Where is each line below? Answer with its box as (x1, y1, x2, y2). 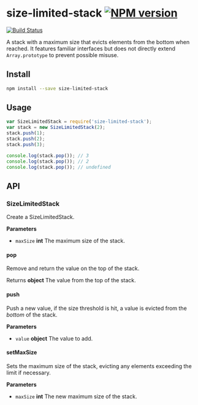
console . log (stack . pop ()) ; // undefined (6, 164, 112, 170)
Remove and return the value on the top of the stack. (6, 264, 140, 272)
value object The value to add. (15, 334, 93, 342)
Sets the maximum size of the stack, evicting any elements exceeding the (6, 362, 192, 369)
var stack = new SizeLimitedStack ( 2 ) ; (6, 125, 105, 131)
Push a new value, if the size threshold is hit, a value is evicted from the (6, 304, 187, 312)
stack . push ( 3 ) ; (6, 141, 45, 147)
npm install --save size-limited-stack (6, 85, 109, 91)
